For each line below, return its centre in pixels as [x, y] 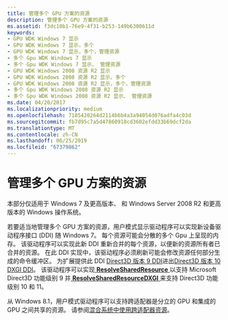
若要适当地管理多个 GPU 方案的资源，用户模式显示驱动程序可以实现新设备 [111, 226]
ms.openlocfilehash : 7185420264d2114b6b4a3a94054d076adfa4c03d [99, 115]
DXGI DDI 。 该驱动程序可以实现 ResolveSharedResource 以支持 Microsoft [112, 269]
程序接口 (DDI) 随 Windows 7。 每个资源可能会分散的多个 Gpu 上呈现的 [113, 235]
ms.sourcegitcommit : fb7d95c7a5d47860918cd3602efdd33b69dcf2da [99, 122]
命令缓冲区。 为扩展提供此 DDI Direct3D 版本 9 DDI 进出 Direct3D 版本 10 [120, 260]
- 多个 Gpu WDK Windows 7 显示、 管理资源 [64, 64]
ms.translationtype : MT [41, 128]
